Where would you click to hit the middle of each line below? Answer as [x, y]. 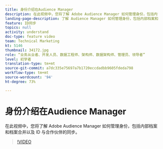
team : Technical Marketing [32, 41]
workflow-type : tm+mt [27, 73]
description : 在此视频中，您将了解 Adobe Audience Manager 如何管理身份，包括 [80, 14]
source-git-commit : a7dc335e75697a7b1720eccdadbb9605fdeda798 [69, 68]
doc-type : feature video [30, 37]
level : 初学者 [18, 59]
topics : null [18, 28]
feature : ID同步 [21, 23]
